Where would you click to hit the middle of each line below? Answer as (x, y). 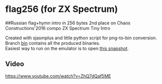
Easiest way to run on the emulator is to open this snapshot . (67, 48)
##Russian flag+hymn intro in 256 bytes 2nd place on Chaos (68, 23)
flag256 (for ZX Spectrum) (62, 9)
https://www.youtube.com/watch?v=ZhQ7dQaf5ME (58, 76)
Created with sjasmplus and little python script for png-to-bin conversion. (81, 38)
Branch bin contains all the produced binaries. (53, 43)
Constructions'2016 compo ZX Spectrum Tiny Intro (58, 28)
